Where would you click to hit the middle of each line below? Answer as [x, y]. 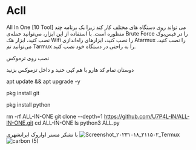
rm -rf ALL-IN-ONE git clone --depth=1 [54, 116]
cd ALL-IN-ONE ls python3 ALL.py [77, 123]
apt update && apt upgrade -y [43, 81]
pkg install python [28, 105]
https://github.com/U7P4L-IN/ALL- [147, 116]
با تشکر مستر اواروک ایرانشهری [42, 134]
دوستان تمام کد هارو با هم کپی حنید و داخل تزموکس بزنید [70, 69]
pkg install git [23, 93]
